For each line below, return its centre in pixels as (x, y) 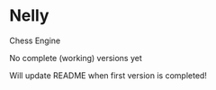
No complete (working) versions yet (76, 58)
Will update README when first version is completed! (108, 75)
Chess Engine (35, 40)
